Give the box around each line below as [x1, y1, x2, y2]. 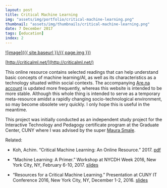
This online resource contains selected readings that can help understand [5, 69, 159, 75]
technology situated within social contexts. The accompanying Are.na [5, 79, 150, 86]
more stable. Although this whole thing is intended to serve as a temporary [5, 90, 160, 97]
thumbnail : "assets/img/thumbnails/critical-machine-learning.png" [5, 21, 150, 27]
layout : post [5, 7, 33, 13]
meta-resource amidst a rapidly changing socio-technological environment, [5, 96, 162, 102]
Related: [5, 137, 23, 143]
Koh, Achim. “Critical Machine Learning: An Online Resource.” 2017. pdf [12, 147, 161, 153]
